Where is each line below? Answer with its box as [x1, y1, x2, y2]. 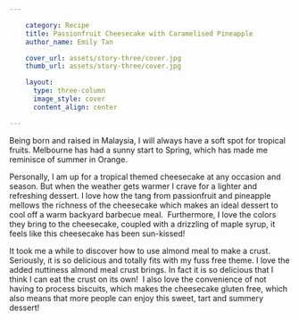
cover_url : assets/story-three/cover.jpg [25, 53, 181, 62]
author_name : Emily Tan [25, 37, 114, 46]
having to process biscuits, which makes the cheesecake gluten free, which [9, 283, 288, 294]
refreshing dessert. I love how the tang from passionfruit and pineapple [9, 190, 271, 201]
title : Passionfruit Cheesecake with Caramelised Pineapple [25, 29, 253, 38]
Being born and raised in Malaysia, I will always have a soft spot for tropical [9, 135, 286, 145]
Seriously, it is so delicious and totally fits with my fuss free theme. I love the [9, 255, 290, 266]
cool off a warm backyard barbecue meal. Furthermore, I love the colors [9, 209, 277, 219]
